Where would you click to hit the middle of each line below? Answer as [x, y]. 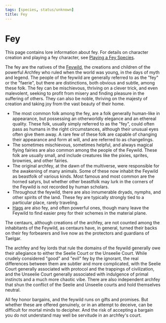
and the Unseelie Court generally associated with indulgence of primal [77, 274]
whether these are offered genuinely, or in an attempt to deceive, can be [79, 305]
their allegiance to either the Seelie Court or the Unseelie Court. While [76, 253]
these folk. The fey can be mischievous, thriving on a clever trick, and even [82, 88]
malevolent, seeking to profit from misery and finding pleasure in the [75, 93]
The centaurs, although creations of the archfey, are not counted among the [83, 223]
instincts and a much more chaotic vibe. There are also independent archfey [83, 280]
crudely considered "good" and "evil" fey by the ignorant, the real [72, 259]
